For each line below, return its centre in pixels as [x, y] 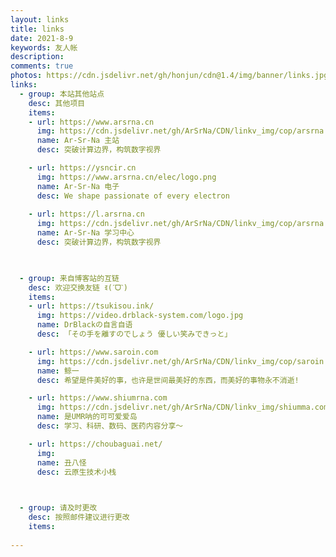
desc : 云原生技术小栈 [76, 472]
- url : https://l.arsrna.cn [86, 214]
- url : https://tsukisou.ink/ [91, 306]
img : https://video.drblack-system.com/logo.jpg [140, 316]
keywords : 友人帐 [44, 47]
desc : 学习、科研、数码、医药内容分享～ [110, 426]
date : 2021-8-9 [42, 38]
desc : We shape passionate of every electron [133, 196]
